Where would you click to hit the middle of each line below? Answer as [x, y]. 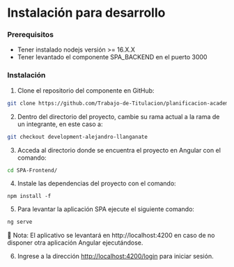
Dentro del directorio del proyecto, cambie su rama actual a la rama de [118, 116]
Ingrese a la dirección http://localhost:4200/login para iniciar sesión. [115, 257]
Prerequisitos [31, 35]
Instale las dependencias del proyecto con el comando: [96, 183]
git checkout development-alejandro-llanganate [78, 137]
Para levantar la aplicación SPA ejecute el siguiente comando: [106, 209]
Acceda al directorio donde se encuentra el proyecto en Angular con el [119, 150]
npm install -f [29, 197]
